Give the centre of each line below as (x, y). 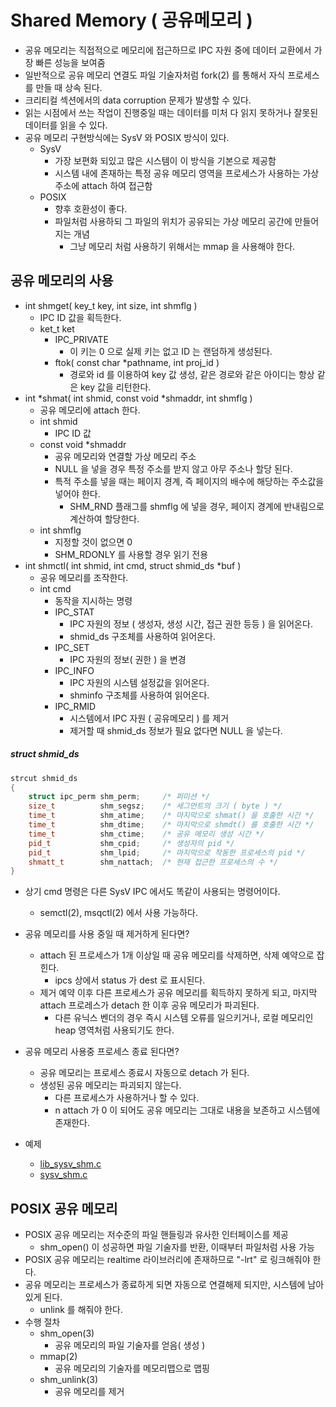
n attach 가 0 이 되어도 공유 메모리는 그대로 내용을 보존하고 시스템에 (187, 1110)
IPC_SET (72, 647)
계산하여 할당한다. (104, 518)
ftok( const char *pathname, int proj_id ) (137, 362)
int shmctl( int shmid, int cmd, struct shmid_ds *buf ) (133, 565)
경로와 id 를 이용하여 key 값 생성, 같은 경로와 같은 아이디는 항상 (192, 374)
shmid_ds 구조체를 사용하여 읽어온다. (142, 636)
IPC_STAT (74, 612)
